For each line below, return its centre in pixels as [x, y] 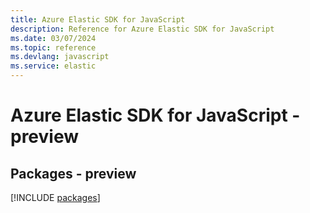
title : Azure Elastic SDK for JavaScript [98, 19]
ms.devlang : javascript [60, 57]
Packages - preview [73, 173]
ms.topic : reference [53, 47]
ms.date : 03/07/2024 [53, 38]
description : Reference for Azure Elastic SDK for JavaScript [142, 29]
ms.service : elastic [53, 66]
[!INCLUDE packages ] [55, 197]
